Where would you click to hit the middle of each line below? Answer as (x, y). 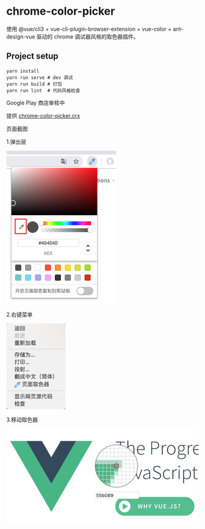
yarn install (23, 71)
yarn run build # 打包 (34, 84)
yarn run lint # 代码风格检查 (43, 91)
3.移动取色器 (22, 420)
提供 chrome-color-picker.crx (43, 116)
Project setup (33, 56)
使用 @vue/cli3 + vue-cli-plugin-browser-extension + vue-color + (89, 29)
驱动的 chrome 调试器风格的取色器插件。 (88, 36)
